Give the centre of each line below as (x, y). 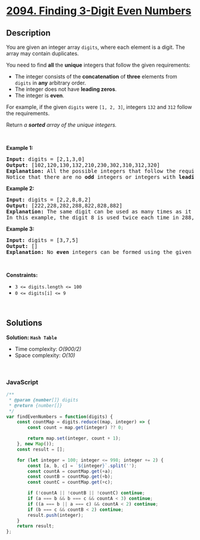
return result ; (36, 526)
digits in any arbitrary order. (50, 83)
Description (28, 33)
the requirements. (28, 113)
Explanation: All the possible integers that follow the (91, 171)
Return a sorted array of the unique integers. (62, 125)
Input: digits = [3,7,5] (42, 240)
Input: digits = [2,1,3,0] (46, 159)
